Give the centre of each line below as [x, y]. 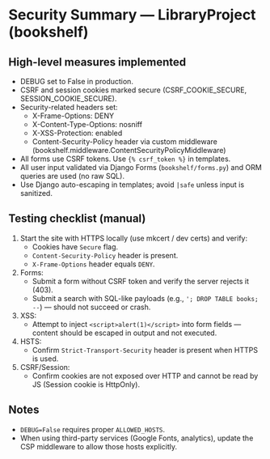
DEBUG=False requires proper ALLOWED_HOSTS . [93, 429]
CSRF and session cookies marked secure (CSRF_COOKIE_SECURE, [133, 90]
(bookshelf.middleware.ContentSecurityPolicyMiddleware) [129, 150]
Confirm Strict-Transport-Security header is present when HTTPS [145, 350]
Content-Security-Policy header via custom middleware [125, 142]
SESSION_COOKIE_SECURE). [68, 98]
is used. [45, 359]
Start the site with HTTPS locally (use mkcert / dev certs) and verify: [134, 238]
